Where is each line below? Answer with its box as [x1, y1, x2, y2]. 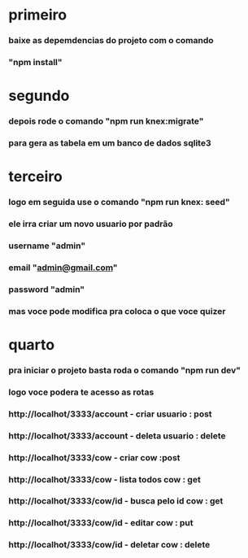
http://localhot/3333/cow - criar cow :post [8, 451, 181, 463]
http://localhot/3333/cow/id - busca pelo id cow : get [8, 495, 224, 507]
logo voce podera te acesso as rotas [8, 386, 154, 398]
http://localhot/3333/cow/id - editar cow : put [8, 517, 194, 529]
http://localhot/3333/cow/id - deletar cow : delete [8, 539, 211, 551]
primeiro [8, 6, 67, 24]
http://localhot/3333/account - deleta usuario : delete [8, 429, 226, 441]
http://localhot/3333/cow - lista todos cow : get [8, 473, 201, 485]
